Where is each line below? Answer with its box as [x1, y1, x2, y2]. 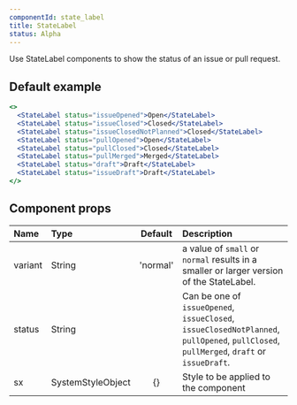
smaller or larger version [182, 264, 284, 277]
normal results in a [182, 253, 258, 265]
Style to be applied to [182, 371, 271, 383]
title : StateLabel [9, 21, 77, 30]
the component [182, 381, 246, 394]
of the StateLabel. [182, 275, 256, 287]
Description [182, 227, 232, 240]
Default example [9, 79, 102, 94]
